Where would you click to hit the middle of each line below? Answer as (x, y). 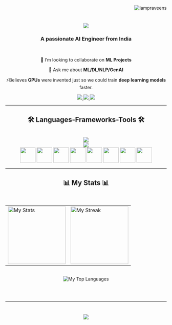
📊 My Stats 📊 (86, 183)
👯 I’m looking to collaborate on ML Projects (86, 60)
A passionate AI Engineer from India (86, 39)
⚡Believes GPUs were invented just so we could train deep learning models (86, 80)
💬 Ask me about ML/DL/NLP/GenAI (86, 70)
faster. (86, 88)
